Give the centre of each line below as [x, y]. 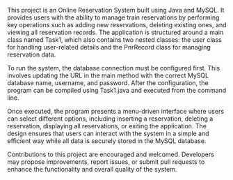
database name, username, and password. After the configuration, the [108, 83]
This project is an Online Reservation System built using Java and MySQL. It [116, 10]
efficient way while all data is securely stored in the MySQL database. [107, 141]
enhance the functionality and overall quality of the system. [92, 169]
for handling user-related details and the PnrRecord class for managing [109, 47]
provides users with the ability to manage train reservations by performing [113, 17]
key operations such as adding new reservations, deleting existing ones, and [117, 25]
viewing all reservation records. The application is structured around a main [115, 32]
